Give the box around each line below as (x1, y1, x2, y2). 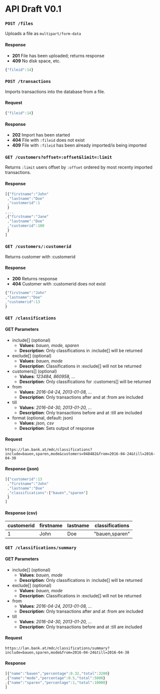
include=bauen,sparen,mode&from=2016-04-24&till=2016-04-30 (5, 650, 130, 655)
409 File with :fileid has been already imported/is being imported (12, 142, 147, 148)
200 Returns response (12, 275, 57, 281)
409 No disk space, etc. (12, 58, 61, 64)
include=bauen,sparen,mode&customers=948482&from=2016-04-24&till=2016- (5, 451, 156, 456)
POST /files (5, 21, 34, 26)
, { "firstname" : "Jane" (5, 214, 49, 219)
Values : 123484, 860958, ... (19, 373, 75, 379)
